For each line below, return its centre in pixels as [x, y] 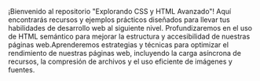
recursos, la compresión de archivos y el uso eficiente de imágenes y [121, 61]
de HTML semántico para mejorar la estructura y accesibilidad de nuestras [129, 36]
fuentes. [22, 70]
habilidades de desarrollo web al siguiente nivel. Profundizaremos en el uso [130, 28]
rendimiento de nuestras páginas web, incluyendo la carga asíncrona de [125, 53]
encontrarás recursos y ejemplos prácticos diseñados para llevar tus [119, 20]
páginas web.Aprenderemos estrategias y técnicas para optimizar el [119, 45]
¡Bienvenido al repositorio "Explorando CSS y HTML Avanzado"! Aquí [120, 11]
